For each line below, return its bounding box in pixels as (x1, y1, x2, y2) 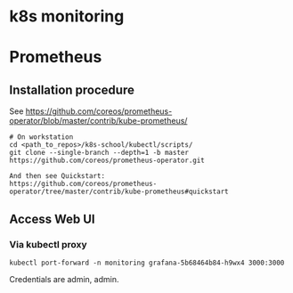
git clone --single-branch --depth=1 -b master (9, 149, 190, 158)
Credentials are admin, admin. (9, 273, 119, 284)
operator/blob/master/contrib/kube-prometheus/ (9, 116, 188, 126)
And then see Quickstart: (9, 172, 105, 181)
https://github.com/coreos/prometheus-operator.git (9, 156, 205, 166)
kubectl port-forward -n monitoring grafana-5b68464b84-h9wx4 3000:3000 (9, 258, 285, 267)
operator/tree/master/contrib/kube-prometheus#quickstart (9, 187, 229, 197)
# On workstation (9, 133, 74, 142)
